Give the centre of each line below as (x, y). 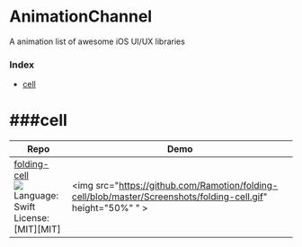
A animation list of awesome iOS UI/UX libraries (98, 41)
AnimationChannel (81, 17)
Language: (36, 196)
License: (31, 218)
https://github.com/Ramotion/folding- (198, 186)
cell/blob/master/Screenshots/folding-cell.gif (167, 197)
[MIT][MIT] (37, 229)
